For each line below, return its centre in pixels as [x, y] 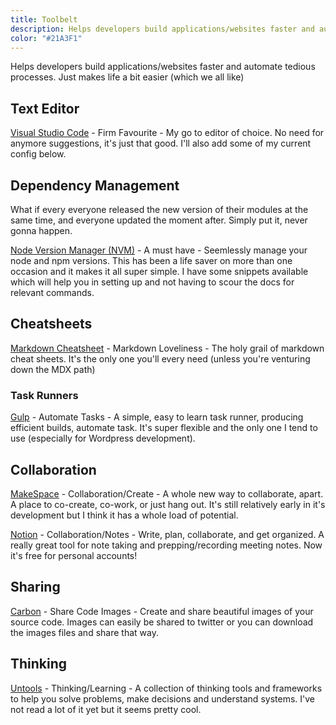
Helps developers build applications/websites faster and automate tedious [163, 67]
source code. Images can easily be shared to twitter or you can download [162, 622]
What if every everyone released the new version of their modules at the [159, 209]
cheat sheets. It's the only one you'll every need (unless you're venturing [160, 358]
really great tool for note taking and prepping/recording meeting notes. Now [166, 545]
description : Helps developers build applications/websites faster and [162, 29]
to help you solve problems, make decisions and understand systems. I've [162, 698]
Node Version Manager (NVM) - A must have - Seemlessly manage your [159, 250]
